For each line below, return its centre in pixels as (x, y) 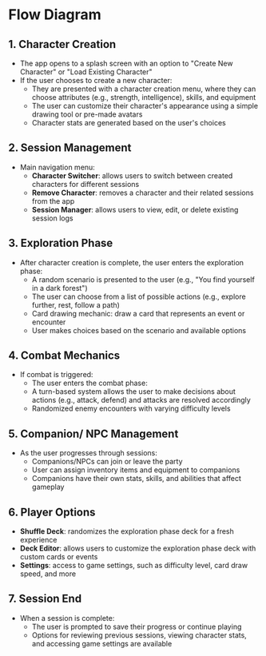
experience (38, 540)
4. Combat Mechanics (64, 356)
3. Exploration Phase (61, 243)
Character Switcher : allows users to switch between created (132, 175)
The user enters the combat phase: (89, 383)
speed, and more (48, 574)
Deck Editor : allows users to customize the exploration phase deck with (138, 548)
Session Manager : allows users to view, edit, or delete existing (135, 209)
